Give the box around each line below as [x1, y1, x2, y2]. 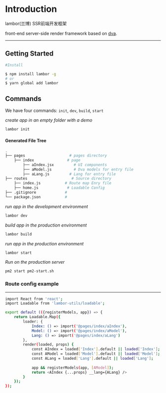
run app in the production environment [5, 240, 84, 246]
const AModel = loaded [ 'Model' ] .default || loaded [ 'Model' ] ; [31, 351, 161, 356]
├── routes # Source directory [5, 176, 112, 181]
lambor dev [5, 213, 28, 218]
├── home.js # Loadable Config [14, 185, 105, 190]
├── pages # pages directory [5, 153, 107, 158]
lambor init [5, 127, 30, 132]
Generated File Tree [5, 137, 47, 143]
